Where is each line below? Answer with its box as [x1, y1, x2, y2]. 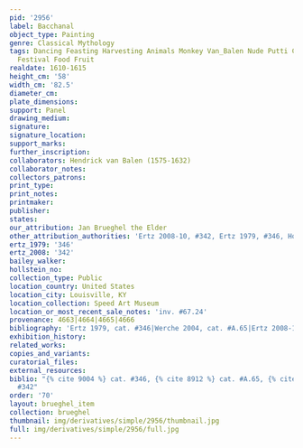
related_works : [9, 341, 67, 350]
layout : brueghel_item [9, 399, 95, 409]
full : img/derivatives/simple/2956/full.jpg [9, 425, 179, 434]
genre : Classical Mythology [9, 38, 115, 48]
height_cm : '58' [9, 72, 70, 81]
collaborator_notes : [9, 164, 87, 173]
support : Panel [9, 106, 67, 115]
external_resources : [9, 366, 87, 375]
